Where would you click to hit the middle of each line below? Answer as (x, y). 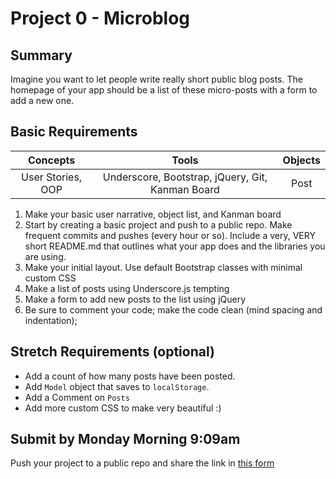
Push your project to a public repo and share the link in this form (142, 463)
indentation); (51, 320)
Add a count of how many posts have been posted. (130, 376)
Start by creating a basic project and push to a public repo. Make (158, 224)
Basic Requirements (74, 132)
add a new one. (42, 100)
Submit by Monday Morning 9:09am (125, 439)
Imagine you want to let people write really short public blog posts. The (156, 79)
